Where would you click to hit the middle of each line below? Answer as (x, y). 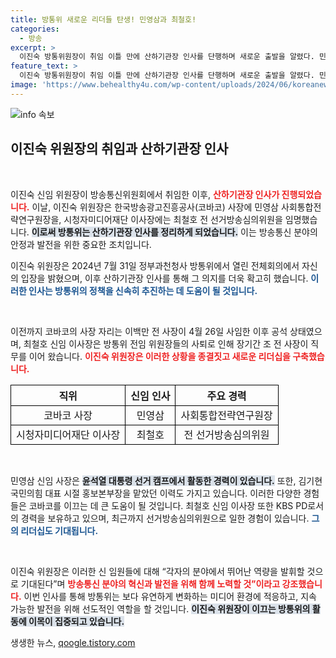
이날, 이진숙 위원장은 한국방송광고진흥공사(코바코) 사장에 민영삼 (155, 207)
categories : (35, 29)
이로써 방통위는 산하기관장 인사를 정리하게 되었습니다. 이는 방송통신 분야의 (174, 232)
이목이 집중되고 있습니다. (76, 621)
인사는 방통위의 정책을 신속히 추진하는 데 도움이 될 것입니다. (143, 290)
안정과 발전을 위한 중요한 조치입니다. (81, 244)
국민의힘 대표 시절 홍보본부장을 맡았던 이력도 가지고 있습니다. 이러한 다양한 (156, 493)
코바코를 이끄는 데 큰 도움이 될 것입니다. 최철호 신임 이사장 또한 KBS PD (168, 505)
